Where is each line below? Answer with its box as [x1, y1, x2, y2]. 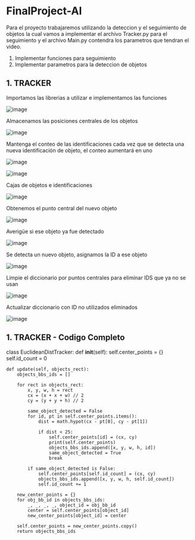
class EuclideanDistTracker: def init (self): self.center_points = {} [6, 348, 164, 355]
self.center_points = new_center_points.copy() [17, 523, 137, 529]
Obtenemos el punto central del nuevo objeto [6, 204, 117, 211]
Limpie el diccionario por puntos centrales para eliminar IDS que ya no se [6, 274, 186, 281]
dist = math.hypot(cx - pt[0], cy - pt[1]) [38, 418, 148, 425]
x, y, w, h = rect [27, 387, 73, 393]
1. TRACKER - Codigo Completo [6, 333, 125, 343]
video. [6, 43, 22, 50]
